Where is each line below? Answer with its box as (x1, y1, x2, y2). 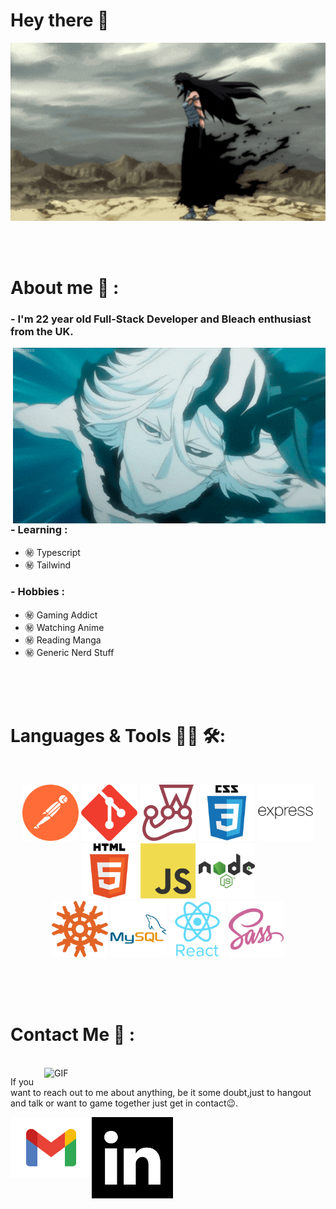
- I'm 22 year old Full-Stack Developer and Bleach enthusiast (10, 312, 312, 326)
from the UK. (10, 324, 74, 338)
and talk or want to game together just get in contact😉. (10, 1097, 239, 1109)
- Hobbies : (10, 585, 66, 599)
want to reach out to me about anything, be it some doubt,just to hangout (10, 1086, 312, 1098)
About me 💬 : (10, 276, 120, 299)
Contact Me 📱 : (10, 1023, 136, 1046)
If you (10, 1075, 35, 1088)
